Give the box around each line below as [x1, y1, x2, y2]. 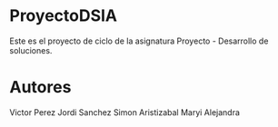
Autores [9, 77, 72, 98]
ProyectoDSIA [9, 5, 118, 26]
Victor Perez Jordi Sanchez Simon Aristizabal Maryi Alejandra [9, 106, 241, 118]
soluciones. [9, 44, 53, 55]
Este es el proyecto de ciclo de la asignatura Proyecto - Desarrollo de [9, 35, 269, 46]
